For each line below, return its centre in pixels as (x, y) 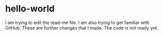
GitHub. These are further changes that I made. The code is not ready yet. (82, 27)
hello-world (30, 9)
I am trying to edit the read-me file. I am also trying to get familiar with (77, 22)
